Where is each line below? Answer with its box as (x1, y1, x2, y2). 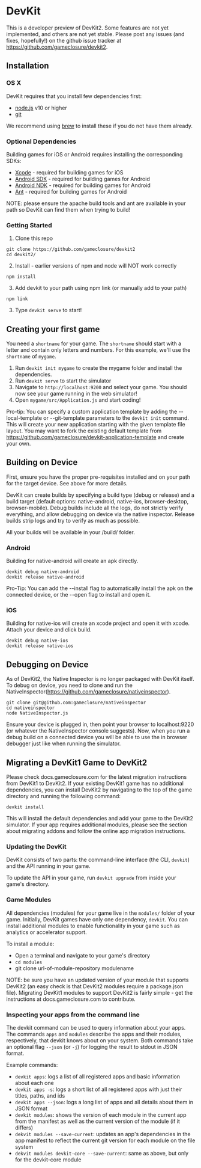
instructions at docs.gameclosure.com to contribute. (6, 995, 136, 1003)
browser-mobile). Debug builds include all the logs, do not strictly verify (6, 504, 184, 511)
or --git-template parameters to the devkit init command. (43, 414, 189, 422)
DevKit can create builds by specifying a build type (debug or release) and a (6, 491, 195, 499)
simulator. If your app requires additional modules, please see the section (6, 821, 188, 828)
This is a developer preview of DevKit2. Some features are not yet (6, 24, 169, 31)
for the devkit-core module (14, 1156, 82, 1163)
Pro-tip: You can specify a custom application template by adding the (6, 408, 178, 416)
